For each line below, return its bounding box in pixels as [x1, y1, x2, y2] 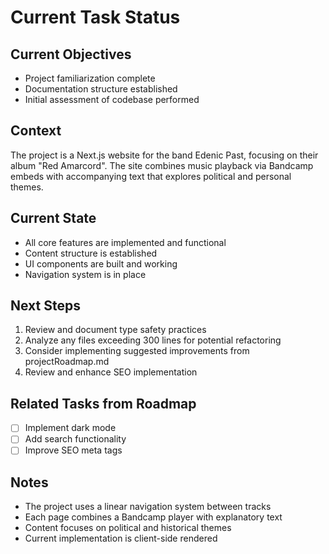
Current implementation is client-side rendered [24, 532, 218, 545]
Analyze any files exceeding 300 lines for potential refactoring [24, 334, 282, 346]
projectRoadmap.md [24, 356, 110, 368]
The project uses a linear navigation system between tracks [24, 501, 272, 513]
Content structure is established [24, 247, 158, 259]
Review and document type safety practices [24, 324, 207, 336]
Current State [10, 210, 97, 227]
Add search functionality [24, 433, 127, 445]
